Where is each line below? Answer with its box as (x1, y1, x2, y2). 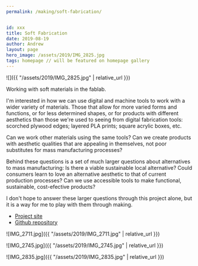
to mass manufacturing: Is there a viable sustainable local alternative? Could (6, 164, 193, 171)
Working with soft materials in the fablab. (6, 85, 107, 93)
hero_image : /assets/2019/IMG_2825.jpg (6, 52, 105, 58)
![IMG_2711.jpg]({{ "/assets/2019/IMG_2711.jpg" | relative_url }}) (6, 230, 160, 237)
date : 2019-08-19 (6, 36, 49, 42)
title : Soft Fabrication (6, 30, 68, 36)
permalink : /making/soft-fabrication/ (6, 8, 102, 15)
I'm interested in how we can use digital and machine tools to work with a (6, 97, 186, 104)
